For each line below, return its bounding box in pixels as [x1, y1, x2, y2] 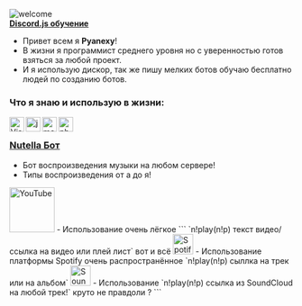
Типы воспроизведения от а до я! [22, 169, 151, 180]
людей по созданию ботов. [22, 74, 128, 85]
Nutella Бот [9, 139, 60, 152]
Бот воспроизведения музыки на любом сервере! [22, 159, 216, 170]
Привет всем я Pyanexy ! [22, 36, 117, 46]
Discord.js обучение [9, 18, 89, 29]
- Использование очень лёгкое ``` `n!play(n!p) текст [56, 223, 254, 234]
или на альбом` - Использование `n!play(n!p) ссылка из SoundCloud [9, 277, 293, 288]
